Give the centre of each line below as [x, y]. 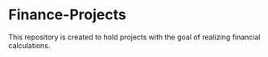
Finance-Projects [67, 15]
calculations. [29, 45]
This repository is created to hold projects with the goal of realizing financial [134, 37]
